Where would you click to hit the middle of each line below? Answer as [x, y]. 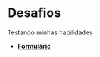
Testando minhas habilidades [50, 32]
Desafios [34, 13]
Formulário [34, 46]
